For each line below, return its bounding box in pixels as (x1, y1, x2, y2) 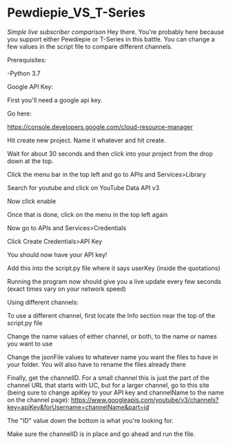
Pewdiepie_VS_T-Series (7, 5, 146, 21)
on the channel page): (7, 395, 70, 404)
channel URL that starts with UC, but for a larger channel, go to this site (7, 381, 210, 389)
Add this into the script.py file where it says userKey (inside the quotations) (7, 264, 221, 272)
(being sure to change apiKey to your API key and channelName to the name (7, 388, 224, 397)
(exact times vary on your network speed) (7, 285, 126, 293)
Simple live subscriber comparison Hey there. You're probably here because (7, 28, 225, 36)
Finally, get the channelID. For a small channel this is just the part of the (7, 373, 210, 381)
